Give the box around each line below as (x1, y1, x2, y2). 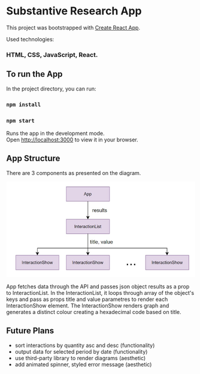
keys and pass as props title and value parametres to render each (6, 295, 168, 303)
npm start (6, 117, 35, 124)
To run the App (6, 69, 63, 79)
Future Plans (6, 325, 54, 336)
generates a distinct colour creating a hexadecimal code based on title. (6, 309, 181, 316)
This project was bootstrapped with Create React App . (6, 24, 141, 31)
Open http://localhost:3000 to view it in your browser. (6, 136, 139, 143)
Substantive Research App (6, 4, 142, 18)
